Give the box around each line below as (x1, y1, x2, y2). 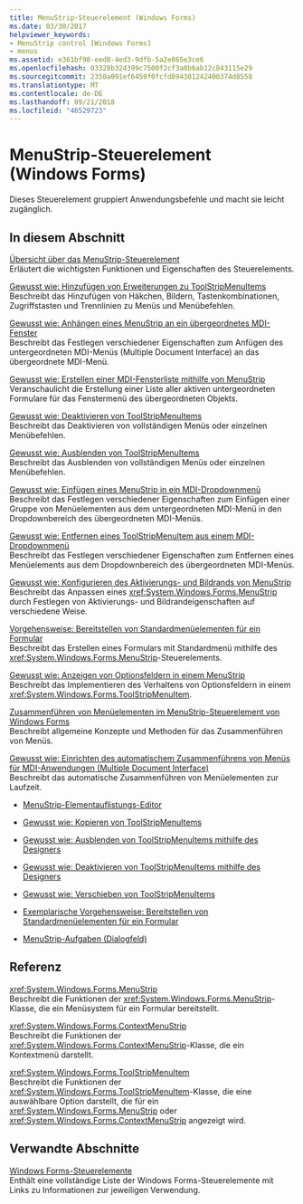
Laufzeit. (9, 782, 43, 792)
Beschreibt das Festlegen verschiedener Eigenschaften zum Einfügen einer (9, 494, 290, 504)
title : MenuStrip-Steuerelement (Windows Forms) (9, 13, 196, 23)
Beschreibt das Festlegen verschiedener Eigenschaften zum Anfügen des (9, 337, 283, 348)
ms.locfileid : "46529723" (9, 106, 107, 115)
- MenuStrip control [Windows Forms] (9, 38, 152, 48)
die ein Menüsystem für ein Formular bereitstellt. (38, 1002, 220, 1014)
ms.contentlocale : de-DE (9, 89, 103, 98)
